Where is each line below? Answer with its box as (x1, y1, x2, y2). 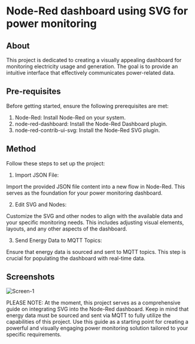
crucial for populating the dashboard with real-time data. (6, 254, 145, 262)
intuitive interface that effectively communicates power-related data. (6, 69, 175, 76)
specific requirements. (6, 331, 62, 338)
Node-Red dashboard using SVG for (6, 4, 188, 18)
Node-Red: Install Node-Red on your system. (14, 113, 126, 121)
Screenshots (6, 272, 55, 282)
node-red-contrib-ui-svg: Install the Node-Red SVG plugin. (14, 127, 160, 134)
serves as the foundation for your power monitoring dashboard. (6, 189, 163, 196)
